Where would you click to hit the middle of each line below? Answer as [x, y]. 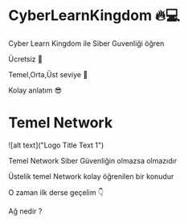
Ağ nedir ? [25, 211]
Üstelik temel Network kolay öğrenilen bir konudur [91, 176]
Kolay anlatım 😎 [35, 90]
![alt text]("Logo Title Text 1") [56, 145]
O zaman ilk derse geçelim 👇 [56, 192]
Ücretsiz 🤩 [25, 59]
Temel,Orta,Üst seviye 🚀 [48, 74]
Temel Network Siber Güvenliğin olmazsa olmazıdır [93, 160]
